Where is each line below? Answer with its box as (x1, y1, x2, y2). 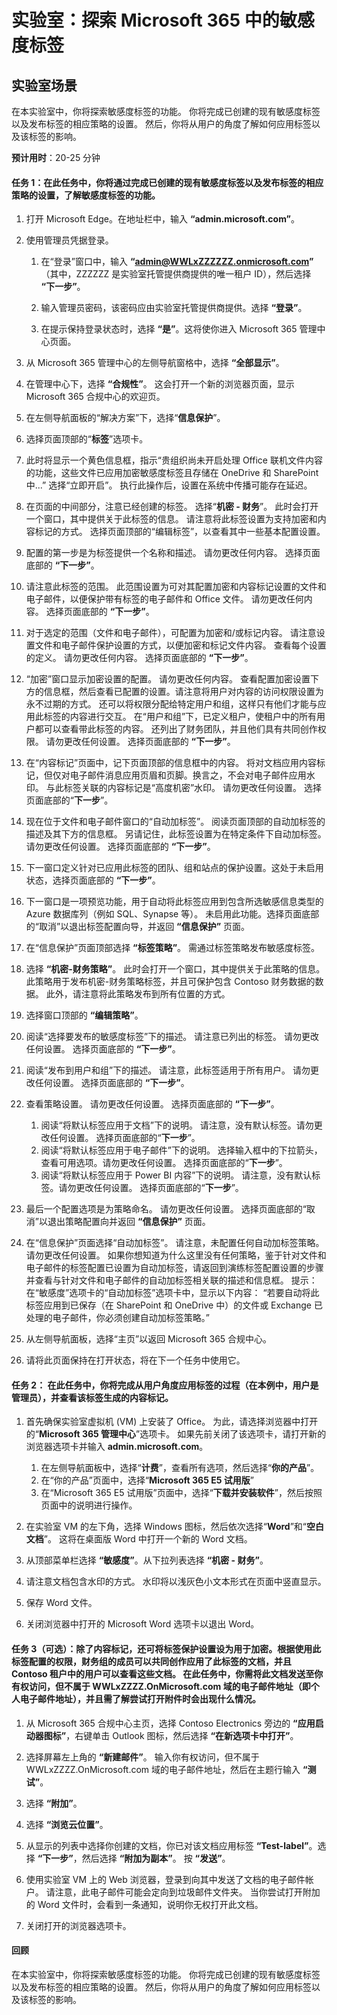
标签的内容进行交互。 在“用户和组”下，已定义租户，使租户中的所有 (43, 711, 318, 723)
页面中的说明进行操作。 (40, 1499, 138, 1511)
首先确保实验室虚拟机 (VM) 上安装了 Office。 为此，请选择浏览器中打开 (25, 1416, 319, 1428)
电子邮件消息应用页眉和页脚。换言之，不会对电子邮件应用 (69, 769, 307, 781)
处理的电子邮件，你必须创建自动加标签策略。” (25, 1312, 210, 1324)
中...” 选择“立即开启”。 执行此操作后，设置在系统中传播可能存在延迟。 (25, 479, 313, 491)
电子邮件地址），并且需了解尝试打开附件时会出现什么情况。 (19, 1693, 261, 1705)
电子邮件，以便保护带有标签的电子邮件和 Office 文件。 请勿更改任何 (25, 593, 304, 605)
